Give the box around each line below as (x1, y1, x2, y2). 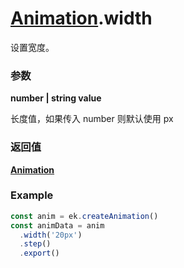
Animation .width (10, 7, 153, 30)
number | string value (10, 92, 102, 104)
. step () (19, 239, 52, 249)
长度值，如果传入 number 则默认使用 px (10, 113, 174, 125)
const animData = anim (10, 220, 105, 231)
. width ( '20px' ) (19, 230, 83, 240)
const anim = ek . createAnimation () (10, 211, 159, 221)
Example (10, 188, 54, 202)
